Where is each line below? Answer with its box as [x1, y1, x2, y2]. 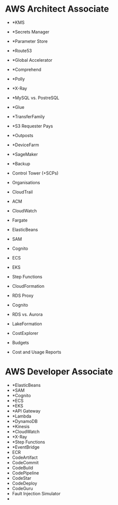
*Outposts [12, 132, 34, 138]
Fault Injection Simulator [12, 490, 61, 496]
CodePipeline [12, 470, 39, 476]
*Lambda [12, 413, 32, 419]
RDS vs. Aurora [12, 311, 43, 317]
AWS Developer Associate [5, 366, 113, 377]
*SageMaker [12, 151, 38, 157]
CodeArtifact [12, 454, 38, 460]
